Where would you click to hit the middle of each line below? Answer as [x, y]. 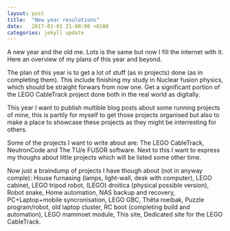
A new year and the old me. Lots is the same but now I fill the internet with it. [115, 52]
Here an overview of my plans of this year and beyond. [85, 60]
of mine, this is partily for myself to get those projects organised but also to [113, 115]
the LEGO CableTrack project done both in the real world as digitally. [104, 95]
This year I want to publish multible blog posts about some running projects [114, 108]
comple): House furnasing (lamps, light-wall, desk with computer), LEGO [110, 178]
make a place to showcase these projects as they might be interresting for [112, 122]
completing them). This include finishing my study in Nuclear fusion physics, [115, 80]
